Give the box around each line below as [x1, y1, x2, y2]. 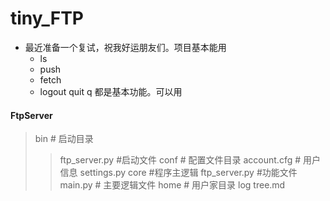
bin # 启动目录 [34, 133, 94, 145]
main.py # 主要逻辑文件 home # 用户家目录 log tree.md [59, 179, 286, 191]
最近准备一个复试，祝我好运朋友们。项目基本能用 [24, 41, 227, 53]
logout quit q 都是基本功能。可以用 [39, 85, 183, 97]
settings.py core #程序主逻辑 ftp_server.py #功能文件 [79, 167, 298, 179]
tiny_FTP [10, 7, 84, 30]
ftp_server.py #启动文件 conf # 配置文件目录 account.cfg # [59, 154, 302, 166]
